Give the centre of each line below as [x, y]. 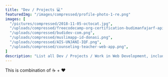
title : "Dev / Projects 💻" [34, 10]
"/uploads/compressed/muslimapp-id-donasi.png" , [61, 38]
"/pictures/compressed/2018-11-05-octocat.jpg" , [61, 24]
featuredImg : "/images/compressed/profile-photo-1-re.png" [68, 14]
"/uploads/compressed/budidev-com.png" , [52, 33]
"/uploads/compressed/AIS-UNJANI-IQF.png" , [55, 42]
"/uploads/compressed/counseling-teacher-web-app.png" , [69, 47]
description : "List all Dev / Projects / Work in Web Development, [77, 56]
